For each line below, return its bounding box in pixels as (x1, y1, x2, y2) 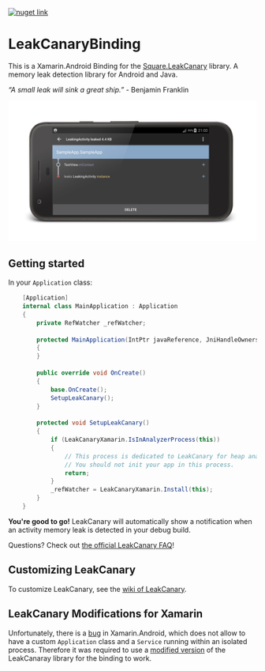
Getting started (8, 257, 85, 270)
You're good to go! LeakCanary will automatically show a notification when (8, 516, 252, 526)
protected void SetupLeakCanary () (36, 419, 150, 427)
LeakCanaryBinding (8, 36, 141, 53)
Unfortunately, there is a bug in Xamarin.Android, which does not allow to (8, 628, 246, 638)
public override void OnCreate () (36, 369, 147, 377)
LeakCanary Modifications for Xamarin (8, 607, 203, 620)
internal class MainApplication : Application (22, 303, 178, 311)
